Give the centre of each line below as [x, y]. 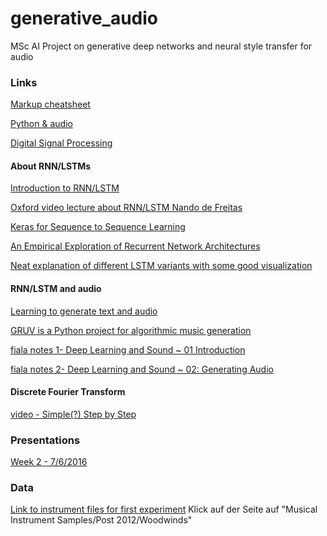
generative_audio [84, 18]
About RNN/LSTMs [51, 166]
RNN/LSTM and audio [56, 289]
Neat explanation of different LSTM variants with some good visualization [161, 266]
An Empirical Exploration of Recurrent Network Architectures [135, 246]
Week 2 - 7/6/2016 [49, 462]
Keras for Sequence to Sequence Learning [98, 227]
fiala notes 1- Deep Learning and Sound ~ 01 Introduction [128, 349]
